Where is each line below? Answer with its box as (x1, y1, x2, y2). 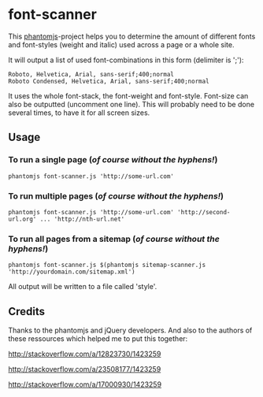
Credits (8, 305, 46, 318)
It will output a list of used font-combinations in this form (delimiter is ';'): (8, 55, 244, 65)
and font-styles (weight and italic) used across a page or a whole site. (8, 39, 235, 49)
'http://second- (176, 208, 231, 216)
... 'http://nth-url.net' (39, 215, 125, 223)
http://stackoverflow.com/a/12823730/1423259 (8, 349, 161, 359)
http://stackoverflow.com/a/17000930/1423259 (8, 380, 162, 389)
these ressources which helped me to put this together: (8, 334, 188, 343)
